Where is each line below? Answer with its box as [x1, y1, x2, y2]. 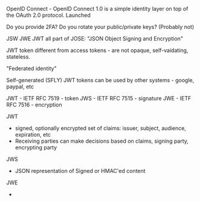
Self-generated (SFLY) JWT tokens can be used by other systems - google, [6, 77, 195, 83]
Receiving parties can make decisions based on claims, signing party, [15, 137, 189, 145]
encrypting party [15, 144, 57, 151]
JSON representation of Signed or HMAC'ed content [15, 168, 146, 174]
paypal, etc [6, 83, 34, 90]
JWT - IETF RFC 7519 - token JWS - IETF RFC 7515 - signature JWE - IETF [6, 95, 192, 102]
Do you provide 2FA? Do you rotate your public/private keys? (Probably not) [6, 24, 195, 30]
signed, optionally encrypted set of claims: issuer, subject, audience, [15, 125, 186, 132]
